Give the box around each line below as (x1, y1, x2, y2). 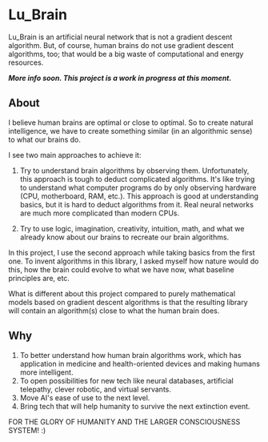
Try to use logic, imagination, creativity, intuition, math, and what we (19, 223, 245, 233)
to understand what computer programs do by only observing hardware (19, 183, 257, 192)
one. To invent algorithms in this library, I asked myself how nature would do (8, 256, 259, 266)
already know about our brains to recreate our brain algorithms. (19, 232, 230, 242)
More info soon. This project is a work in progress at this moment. (8, 73, 232, 82)
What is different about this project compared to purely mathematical (8, 288, 236, 298)
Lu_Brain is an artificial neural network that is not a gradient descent (8, 32, 233, 42)
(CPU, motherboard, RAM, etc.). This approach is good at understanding (19, 191, 258, 201)
